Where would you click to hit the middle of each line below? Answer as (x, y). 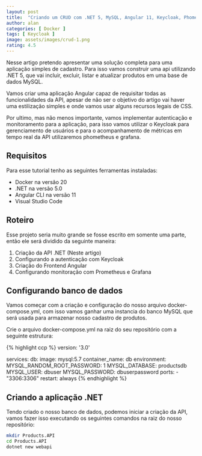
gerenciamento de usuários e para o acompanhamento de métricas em (94, 131)
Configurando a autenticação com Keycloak (69, 259)
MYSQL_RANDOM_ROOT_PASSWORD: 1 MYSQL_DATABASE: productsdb (97, 366)
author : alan (23, 23)
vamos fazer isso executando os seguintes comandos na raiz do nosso (94, 418)
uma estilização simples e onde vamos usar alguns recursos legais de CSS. (100, 106)
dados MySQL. (25, 81)
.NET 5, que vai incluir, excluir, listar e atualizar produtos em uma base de (97, 75)
